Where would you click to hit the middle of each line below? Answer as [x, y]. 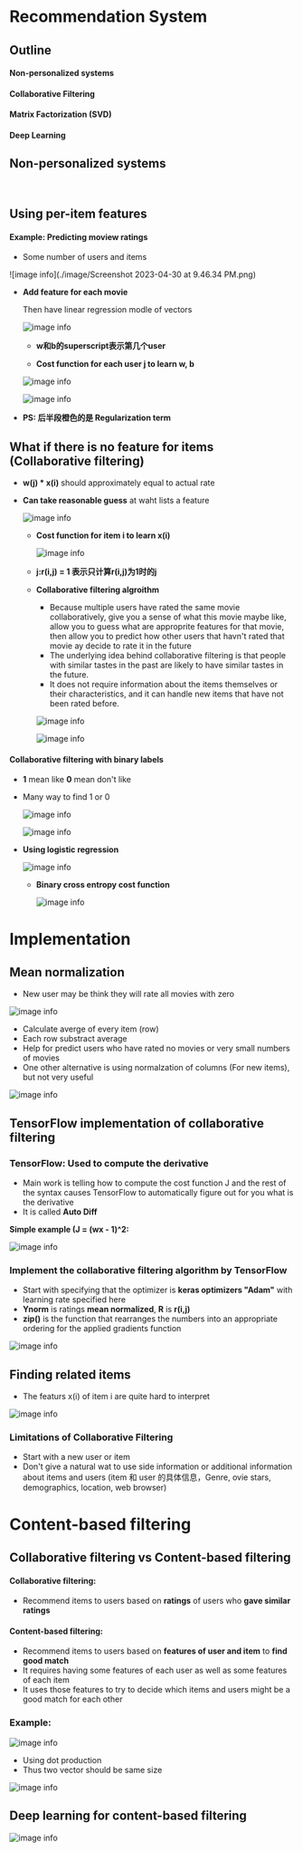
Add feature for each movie [75, 293]
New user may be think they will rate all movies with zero [128, 994]
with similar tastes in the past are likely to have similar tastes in [166, 665]
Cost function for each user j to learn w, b [115, 364]
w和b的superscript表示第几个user [100, 346]
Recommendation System [109, 17]
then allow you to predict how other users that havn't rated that [167, 637]
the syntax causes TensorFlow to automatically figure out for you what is [158, 1193]
